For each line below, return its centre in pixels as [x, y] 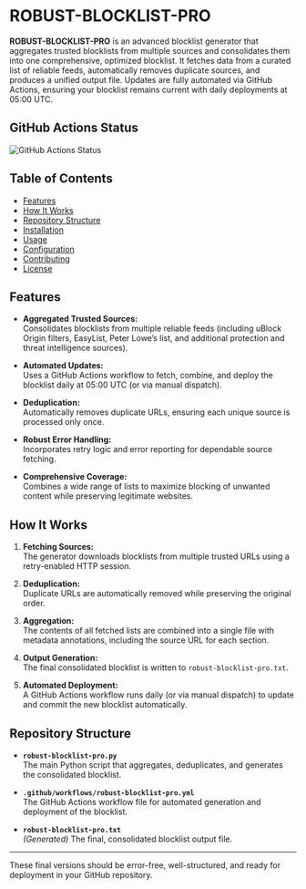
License [37, 268]
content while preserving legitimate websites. [108, 496]
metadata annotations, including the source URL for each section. [146, 640]
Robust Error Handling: [67, 439]
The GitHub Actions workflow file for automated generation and [142, 802]
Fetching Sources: [58, 547]
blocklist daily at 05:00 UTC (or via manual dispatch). [122, 385]
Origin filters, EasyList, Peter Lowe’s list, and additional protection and [153, 338]
